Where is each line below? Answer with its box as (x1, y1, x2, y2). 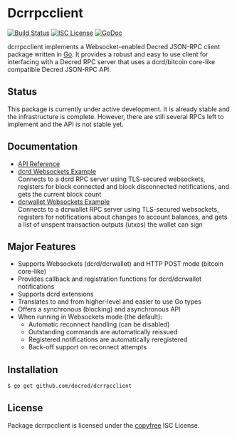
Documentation (7, 140, 78, 153)
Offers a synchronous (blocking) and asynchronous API (17, 305, 181, 314)
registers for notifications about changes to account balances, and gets (17, 212, 228, 221)
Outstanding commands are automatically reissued (28, 328, 178, 336)
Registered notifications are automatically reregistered (28, 335, 188, 344)
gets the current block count (17, 190, 102, 198)
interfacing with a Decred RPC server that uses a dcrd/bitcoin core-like (7, 57, 216, 66)
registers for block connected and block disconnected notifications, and (17, 182, 230, 190)
